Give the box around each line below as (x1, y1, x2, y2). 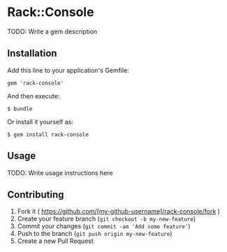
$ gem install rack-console (7, 131, 89, 138)
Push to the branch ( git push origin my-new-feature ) (17, 230, 173, 238)
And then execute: (7, 91, 60, 100)
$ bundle (7, 105, 33, 112)
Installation (7, 47, 57, 59)
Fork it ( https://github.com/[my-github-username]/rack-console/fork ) (17, 207, 220, 216)
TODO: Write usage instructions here (7, 168, 113, 177)
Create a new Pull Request (17, 237, 94, 245)
